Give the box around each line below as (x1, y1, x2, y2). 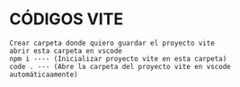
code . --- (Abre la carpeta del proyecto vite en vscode (9, 62, 231, 71)
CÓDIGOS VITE (9, 9, 124, 30)
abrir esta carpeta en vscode (9, 46, 123, 56)
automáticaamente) (9, 70, 78, 79)
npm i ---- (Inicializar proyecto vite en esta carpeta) (9, 54, 227, 63)
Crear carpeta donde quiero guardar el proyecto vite (9, 39, 216, 48)
